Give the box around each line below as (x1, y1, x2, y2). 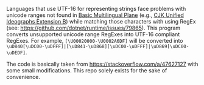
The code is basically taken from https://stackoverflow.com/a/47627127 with (6, 60, 199, 68)
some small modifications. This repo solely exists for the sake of (6, 67, 167, 74)
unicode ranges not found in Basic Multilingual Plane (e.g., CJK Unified (6, 11, 185, 19)
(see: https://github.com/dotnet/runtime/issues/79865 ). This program (6, 24, 181, 31)
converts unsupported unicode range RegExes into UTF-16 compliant (6, 31, 180, 38)
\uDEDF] (6, 50, 26, 56)
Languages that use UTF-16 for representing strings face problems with (6, 5, 186, 12)
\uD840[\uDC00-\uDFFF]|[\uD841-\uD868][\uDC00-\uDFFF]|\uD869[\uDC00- (6, 43, 189, 49)
